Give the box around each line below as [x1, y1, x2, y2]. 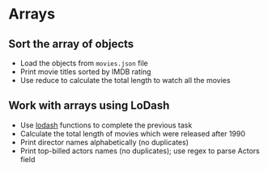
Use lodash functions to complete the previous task [19, 120, 193, 130]
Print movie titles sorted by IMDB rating [19, 67, 151, 77]
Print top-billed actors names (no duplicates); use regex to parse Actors [19, 146, 261, 156]
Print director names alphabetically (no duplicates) [19, 137, 189, 147]
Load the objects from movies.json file [19, 58, 148, 68]
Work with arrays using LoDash [8, 98, 170, 113]
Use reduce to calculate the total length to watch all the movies [19, 76, 231, 85]
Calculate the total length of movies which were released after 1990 [19, 128, 245, 138]
